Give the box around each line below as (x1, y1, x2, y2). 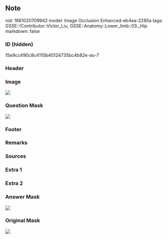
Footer (5, 126, 22, 133)
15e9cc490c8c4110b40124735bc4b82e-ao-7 (5, 52, 99, 58)
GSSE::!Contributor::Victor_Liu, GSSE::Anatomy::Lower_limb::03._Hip (5, 23, 148, 29)
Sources (5, 153, 26, 160)
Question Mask (5, 102, 43, 109)
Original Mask (5, 217, 40, 224)
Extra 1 (5, 166, 22, 173)
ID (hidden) (5, 40, 34, 47)
